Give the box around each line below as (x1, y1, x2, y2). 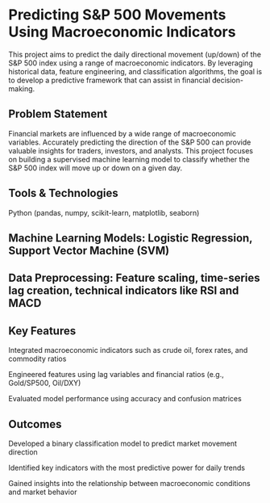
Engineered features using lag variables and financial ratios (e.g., (8, 370, 224, 379)
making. (8, 83, 35, 94)
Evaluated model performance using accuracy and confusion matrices (8, 394, 242, 404)
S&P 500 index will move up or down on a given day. (8, 163, 183, 173)
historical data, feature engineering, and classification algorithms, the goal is (8, 66, 263, 76)
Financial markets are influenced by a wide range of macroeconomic (8, 128, 236, 138)
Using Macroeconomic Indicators (8, 23, 236, 41)
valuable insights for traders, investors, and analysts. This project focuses (8, 145, 254, 155)
